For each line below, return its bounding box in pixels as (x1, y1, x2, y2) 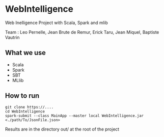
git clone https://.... (5, 105, 54, 110)
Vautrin (5, 34, 20, 40)
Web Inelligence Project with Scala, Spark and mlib (5, 20, 108, 26)
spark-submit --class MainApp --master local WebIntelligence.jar (5, 113, 144, 118)
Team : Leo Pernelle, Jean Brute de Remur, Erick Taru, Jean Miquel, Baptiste (5, 29, 160, 35)
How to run (5, 92, 40, 100)
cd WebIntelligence (5, 109, 45, 114)
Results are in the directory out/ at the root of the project (5, 126, 119, 132)
